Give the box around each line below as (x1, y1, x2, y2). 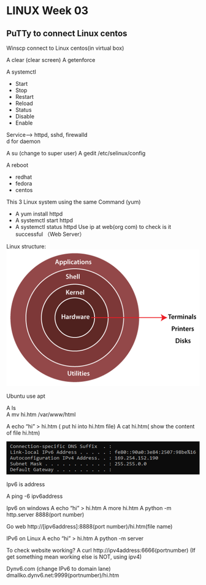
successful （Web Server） (15, 231, 85, 238)
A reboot (6, 161, 29, 169)
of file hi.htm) (6, 429, 40, 436)
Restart (15, 93, 34, 100)
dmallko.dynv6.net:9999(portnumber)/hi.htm (6, 571, 120, 579)
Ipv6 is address (6, 481, 45, 488)
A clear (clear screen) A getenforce (6, 56, 96, 63)
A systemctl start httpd (15, 217, 74, 224)
